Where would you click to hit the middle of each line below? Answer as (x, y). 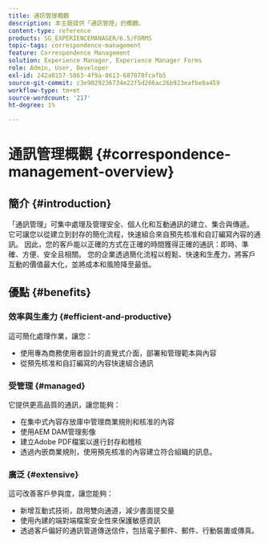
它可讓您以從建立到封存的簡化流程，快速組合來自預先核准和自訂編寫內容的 (131, 234)
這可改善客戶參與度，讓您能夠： (61, 493)
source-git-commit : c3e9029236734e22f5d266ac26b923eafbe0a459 (114, 83)
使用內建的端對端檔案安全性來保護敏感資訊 (90, 521)
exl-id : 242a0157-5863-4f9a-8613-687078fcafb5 (87, 75)
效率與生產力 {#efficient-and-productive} (90, 317)
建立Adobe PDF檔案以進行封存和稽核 (81, 442)
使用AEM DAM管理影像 (58, 432)
